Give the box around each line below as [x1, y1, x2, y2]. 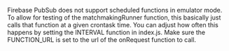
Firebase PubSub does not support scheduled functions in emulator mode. [7, 6, 223, 14]
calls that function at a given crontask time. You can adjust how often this [7, 21, 218, 29]
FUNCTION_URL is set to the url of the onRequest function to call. [7, 36, 197, 44]
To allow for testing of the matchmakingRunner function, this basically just [7, 13, 221, 22]
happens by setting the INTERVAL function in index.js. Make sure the [7, 28, 205, 36]
